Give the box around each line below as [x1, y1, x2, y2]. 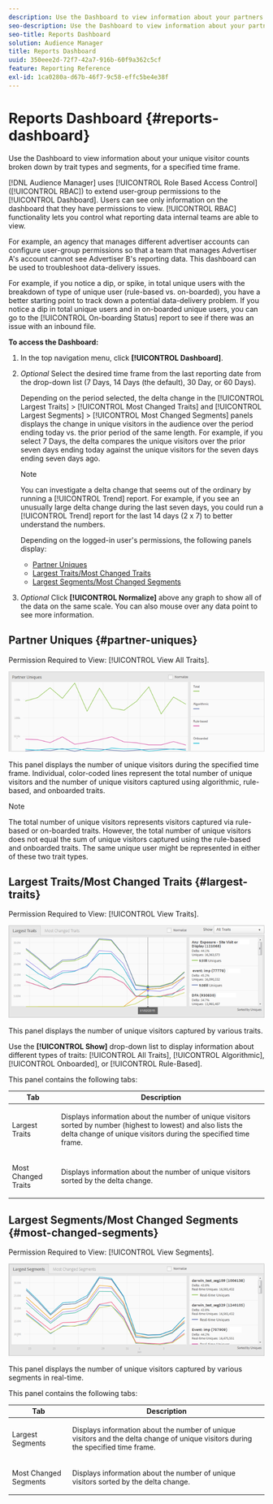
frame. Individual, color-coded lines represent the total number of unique [8, 768, 253, 778]
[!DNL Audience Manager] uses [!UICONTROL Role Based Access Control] [8, 177, 258, 187]
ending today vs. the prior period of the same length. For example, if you [19, 427, 263, 437]
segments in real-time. [8, 1372, 84, 1382]
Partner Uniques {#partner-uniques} [8, 634, 198, 648]
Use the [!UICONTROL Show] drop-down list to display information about [8, 1041, 254, 1051]
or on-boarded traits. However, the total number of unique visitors [31, 826, 252, 835]
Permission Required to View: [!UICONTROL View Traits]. [8, 909, 199, 919]
